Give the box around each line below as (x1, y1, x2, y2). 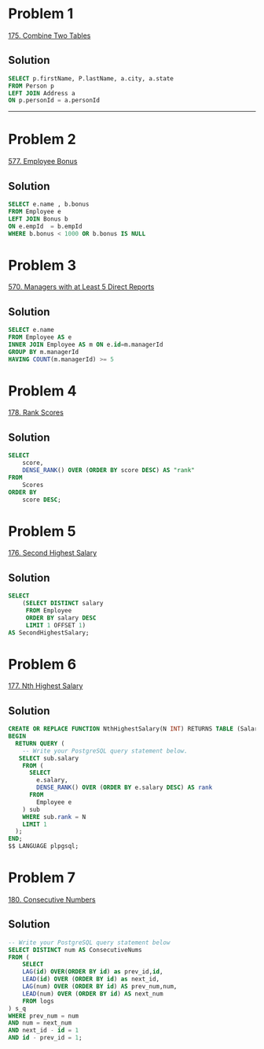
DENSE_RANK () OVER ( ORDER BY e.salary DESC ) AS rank (36, 783, 213, 792)
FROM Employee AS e (8, 333, 72, 341)
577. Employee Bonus (8, 157, 78, 166)
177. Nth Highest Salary (8, 681, 83, 690)
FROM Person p (8, 82, 55, 90)
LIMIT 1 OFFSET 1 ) (25, 621, 86, 629)
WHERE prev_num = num (8, 1012, 79, 1020)
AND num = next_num (8, 1019, 72, 1027)
